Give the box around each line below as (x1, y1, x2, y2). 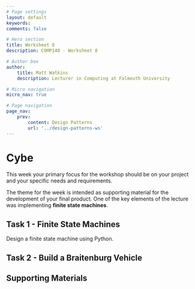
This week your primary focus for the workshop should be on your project (6, 171, 189, 178)
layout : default (6, 14, 47, 20)
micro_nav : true (6, 92, 47, 98)
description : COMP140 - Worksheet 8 (6, 48, 98, 54)
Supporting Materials (6, 273, 88, 284)
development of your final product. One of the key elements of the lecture (6, 195, 189, 202)
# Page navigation (6, 103, 52, 109)
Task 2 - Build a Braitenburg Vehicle (6, 252, 143, 263)
